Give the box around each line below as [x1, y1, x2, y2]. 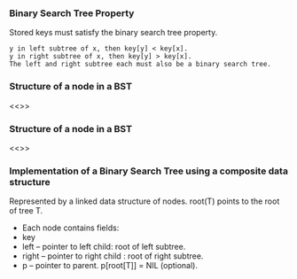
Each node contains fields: [21, 222, 120, 233]
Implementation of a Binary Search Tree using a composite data [9, 165, 288, 177]
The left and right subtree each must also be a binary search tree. [9, 60, 272, 69]
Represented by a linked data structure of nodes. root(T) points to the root [9, 196, 280, 206]
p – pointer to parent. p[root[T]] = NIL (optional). [21, 260, 198, 271]
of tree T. [9, 205, 43, 216]
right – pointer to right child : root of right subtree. [21, 251, 204, 261]
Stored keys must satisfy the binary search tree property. [9, 27, 218, 38]
